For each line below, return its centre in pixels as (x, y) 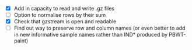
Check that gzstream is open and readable (65, 22)
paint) (21, 41)
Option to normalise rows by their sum (60, 15)
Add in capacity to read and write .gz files (64, 8)
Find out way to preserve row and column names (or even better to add (100, 28)
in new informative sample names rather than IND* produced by (90, 35)
